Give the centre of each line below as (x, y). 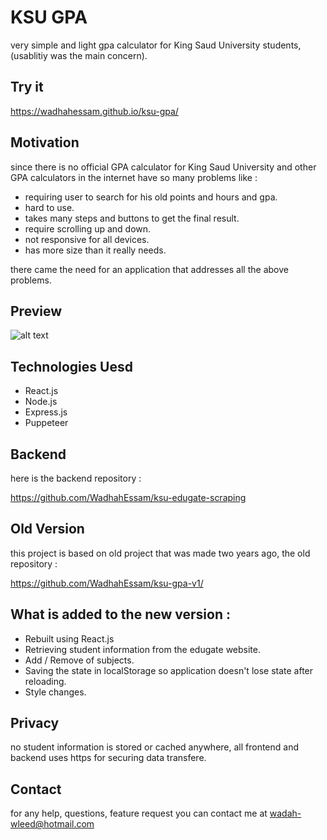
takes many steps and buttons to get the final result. (132, 218)
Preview (36, 311)
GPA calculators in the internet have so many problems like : (134, 177)
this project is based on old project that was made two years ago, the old (160, 553)
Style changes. (55, 692)
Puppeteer (46, 423)
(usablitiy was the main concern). (79, 55)
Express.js (46, 412)
